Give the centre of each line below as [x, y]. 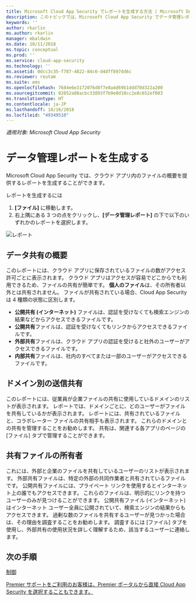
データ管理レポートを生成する [78, 158]
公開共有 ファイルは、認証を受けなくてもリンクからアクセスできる [93, 327]
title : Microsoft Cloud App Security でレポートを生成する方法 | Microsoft [95, 11]
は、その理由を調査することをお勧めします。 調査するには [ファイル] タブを [97, 522]
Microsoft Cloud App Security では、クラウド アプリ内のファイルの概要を [94, 176]
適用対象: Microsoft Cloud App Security [53, 132]
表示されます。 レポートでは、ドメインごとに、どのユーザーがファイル [101, 406]
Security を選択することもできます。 [50, 592]
